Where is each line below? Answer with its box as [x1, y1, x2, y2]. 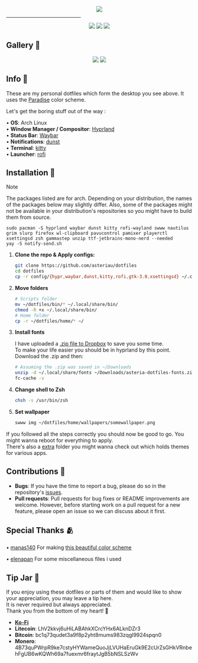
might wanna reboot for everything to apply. [6, 436, 113, 444]
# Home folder [14, 313, 50, 318]
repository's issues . [14, 489, 63, 496]
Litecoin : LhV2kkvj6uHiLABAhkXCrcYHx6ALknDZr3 [14, 625, 141, 632]
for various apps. [6, 449, 48, 456]
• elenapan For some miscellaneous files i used [6, 556, 122, 563]
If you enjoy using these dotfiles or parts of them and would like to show [6, 588, 182, 595]
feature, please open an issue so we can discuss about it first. [14, 507, 166, 515]
